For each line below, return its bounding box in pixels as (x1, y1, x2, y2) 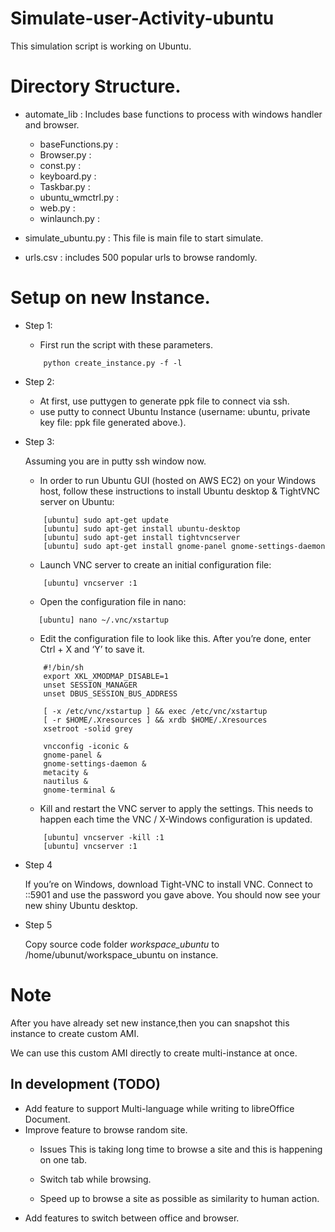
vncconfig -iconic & (43, 741, 129, 751)
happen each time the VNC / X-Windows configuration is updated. (39, 813, 313, 825)
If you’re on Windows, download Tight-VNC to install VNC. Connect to (24, 878, 313, 890)
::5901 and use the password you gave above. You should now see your (24, 888, 321, 901)
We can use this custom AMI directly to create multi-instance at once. (10, 1047, 298, 1059)
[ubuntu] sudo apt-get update (43, 515, 169, 525)
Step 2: (24, 375, 55, 387)
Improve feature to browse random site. (24, 1123, 188, 1136)
